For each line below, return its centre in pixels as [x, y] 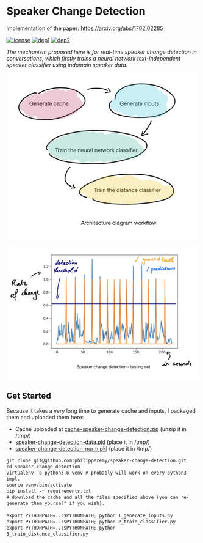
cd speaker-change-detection [43, 467]
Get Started [29, 396]
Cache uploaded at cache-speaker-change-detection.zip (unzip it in [101, 429]
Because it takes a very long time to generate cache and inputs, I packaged [101, 410]
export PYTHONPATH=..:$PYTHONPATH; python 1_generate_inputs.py [90, 515]
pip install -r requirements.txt [49, 491]
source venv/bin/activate [39, 485]
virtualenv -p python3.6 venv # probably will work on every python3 [97, 473]
